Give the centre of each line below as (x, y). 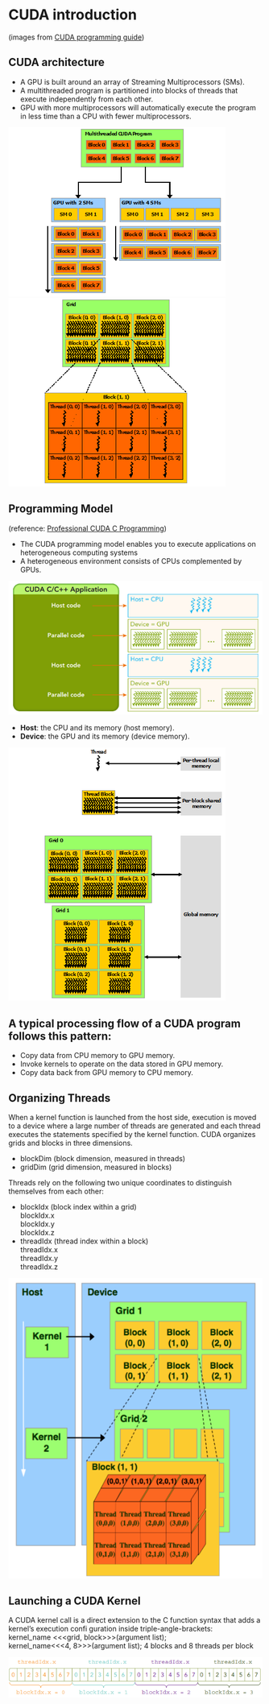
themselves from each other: (56, 1191)
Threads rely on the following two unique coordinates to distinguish (120, 1183)
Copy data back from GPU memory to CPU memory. (106, 1073)
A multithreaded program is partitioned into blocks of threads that (129, 90)
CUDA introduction (72, 15)
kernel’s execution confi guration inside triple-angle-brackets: (111, 1629)
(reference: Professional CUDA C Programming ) (88, 528)
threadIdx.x (39, 1250)
